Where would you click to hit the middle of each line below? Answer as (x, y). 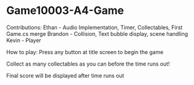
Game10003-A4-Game (65, 11)
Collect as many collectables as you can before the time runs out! (88, 64)
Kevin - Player (24, 40)
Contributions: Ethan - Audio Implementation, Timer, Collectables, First (95, 27)
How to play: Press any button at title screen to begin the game (85, 52)
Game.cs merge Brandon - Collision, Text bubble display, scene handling (97, 33)
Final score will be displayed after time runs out (65, 75)
